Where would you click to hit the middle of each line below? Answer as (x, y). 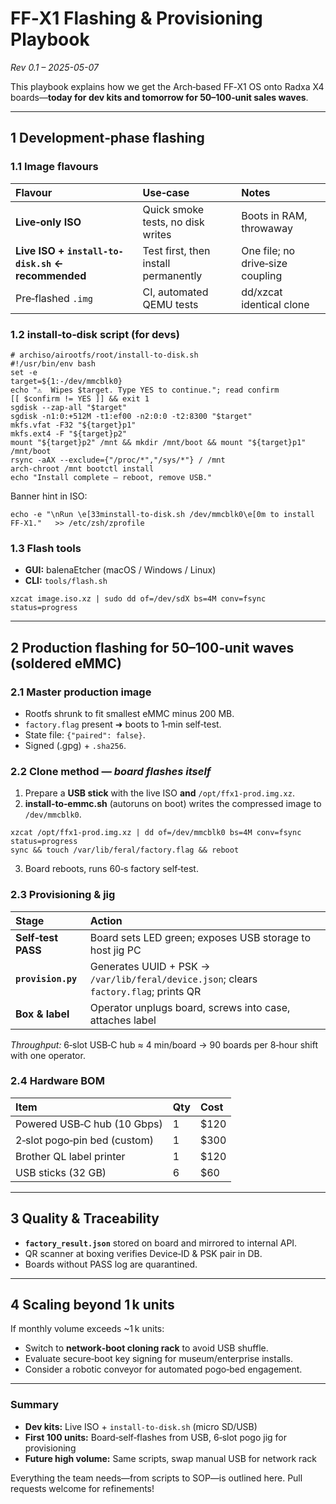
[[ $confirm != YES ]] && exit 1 (80, 398)
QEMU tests (170, 304)
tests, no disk (173, 222)
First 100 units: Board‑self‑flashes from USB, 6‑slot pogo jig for (156, 1437)
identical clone (275, 304)
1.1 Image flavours (54, 167)
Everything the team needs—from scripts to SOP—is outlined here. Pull (156, 1478)
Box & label (42, 1014)
